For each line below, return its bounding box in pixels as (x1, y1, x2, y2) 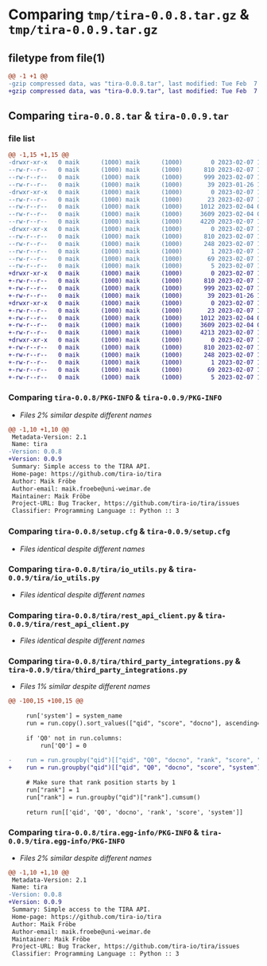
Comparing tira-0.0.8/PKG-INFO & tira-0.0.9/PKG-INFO (8, 392, 222, 403)
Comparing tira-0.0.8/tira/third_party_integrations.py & (8, 655, 241, 667)
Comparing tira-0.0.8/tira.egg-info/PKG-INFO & (8, 827, 199, 838)
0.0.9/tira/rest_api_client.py (8, 620, 130, 628)
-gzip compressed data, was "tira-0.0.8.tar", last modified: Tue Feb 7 (8, 80, 258, 88)
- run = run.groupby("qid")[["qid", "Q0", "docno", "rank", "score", (8, 757, 254, 765)
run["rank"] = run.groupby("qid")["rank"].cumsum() (25, 793, 201, 801)
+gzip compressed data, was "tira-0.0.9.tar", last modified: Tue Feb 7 (8, 87, 258, 95)
